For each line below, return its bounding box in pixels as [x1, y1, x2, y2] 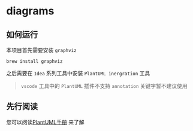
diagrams [6, 4, 55, 18]
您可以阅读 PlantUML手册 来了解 [6, 118, 85, 126]
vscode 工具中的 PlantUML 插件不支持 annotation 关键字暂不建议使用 [20, 83, 188, 89]
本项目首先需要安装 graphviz [6, 47, 77, 53]
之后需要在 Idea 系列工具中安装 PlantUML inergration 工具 [6, 70, 150, 77]
